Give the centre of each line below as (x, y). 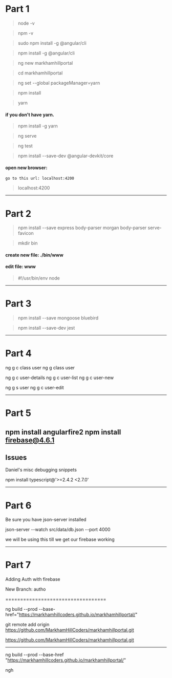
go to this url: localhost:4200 (40, 178)
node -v (26, 23)
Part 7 (18, 565)
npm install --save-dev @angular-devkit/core (66, 156)
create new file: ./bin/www (35, 255)
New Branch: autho (26, 589)
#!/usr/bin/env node (39, 278)
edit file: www (20, 267)
